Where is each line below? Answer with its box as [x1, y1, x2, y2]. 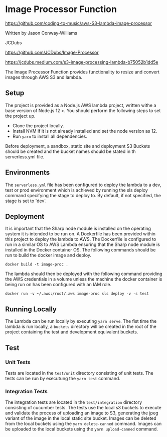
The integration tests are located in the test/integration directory [5, 399, 142, 405]
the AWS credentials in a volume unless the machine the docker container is [5, 276, 162, 282]
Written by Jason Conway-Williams [5, 30, 78, 36]
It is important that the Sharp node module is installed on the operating [5, 225, 151, 232]
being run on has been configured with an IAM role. [5, 282, 112, 288]
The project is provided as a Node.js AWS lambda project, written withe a [5, 102, 156, 108]
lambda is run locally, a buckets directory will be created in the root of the [5, 323, 156, 330]
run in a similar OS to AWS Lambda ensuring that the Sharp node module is [5, 241, 160, 247]
